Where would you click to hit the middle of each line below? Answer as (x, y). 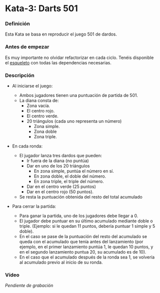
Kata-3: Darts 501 (42, 9)
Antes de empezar (27, 47)
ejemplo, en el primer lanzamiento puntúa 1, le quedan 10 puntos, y (86, 247)
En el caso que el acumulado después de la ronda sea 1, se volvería (87, 257)
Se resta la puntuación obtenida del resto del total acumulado (81, 197)
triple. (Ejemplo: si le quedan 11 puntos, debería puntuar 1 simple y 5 (87, 226)
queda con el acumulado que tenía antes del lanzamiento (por (81, 242)
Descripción (20, 75)
